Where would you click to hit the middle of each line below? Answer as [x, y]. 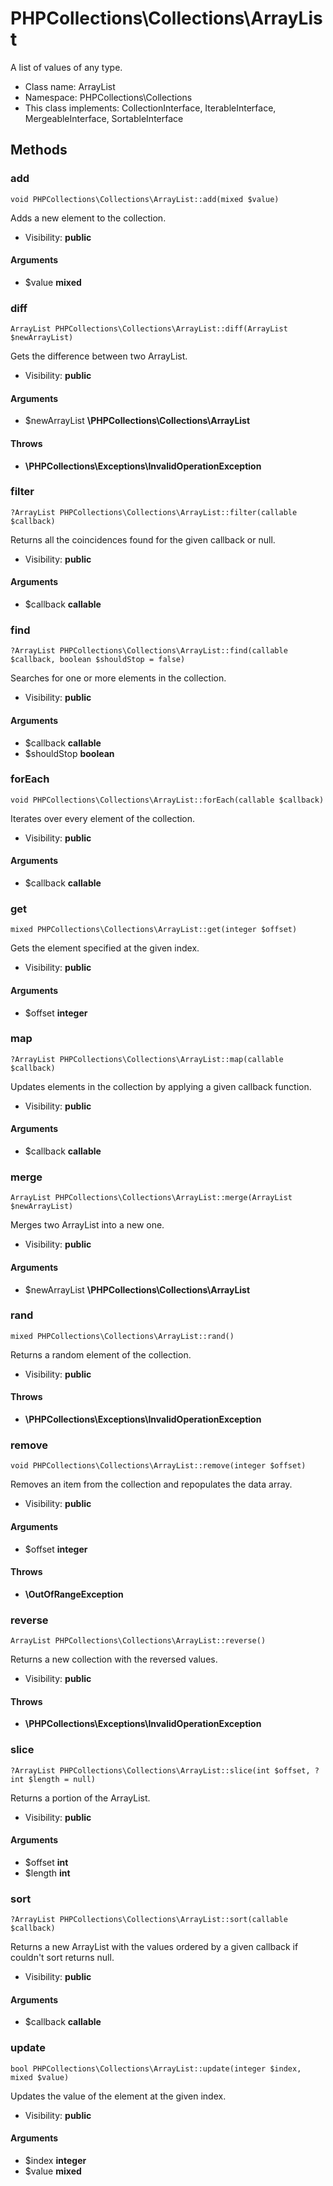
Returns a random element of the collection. [101, 1354]
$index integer [55, 2160]
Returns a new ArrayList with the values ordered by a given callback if [154, 1947]
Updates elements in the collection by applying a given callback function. [161, 1086]
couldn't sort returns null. [62, 1958]
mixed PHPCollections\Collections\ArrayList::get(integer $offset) [154, 930]
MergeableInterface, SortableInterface [104, 118]
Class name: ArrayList [70, 86]
